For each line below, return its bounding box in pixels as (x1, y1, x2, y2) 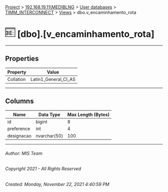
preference (7, 125, 30, 132)
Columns (5, 96, 34, 105)
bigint (35, 119, 47, 125)
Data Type (38, 111, 60, 117)
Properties (5, 54, 39, 62)
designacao (7, 132, 31, 138)
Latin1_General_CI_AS (30, 76, 76, 82)
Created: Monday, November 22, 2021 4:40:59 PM (5, 181, 110, 187)
